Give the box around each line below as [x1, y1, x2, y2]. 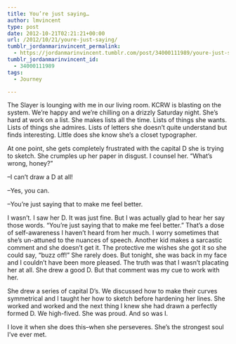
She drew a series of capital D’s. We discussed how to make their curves [7, 287, 218, 296]
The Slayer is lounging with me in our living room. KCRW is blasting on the [7, 101, 221, 110]
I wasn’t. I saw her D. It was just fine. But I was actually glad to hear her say [7, 213, 225, 222]
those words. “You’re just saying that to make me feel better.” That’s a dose [7, 221, 225, 230]
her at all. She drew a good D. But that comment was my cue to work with [7, 266, 220, 274]
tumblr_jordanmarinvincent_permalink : [7, 43, 121, 50]
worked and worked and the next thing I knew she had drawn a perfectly [7, 302, 218, 310]
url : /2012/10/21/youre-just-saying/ [7, 37, 118, 44]
